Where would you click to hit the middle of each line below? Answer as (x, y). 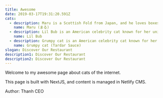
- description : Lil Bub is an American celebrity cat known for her (80, 32)
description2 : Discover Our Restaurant (45, 59)
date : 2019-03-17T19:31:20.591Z (38, 14)
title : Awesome (20, 9)
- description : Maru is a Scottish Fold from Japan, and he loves (78, 23)
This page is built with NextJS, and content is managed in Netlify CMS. (76, 82)
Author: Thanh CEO (24, 91)
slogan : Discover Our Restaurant (39, 50)
